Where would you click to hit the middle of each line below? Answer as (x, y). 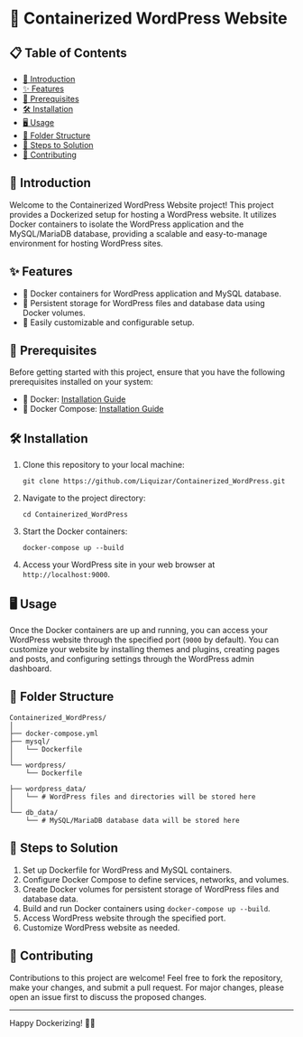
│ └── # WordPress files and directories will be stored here (133, 797)
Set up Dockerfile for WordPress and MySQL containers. (127, 870)
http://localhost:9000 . (66, 575)
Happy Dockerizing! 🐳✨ (53, 1023)
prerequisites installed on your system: (81, 382)
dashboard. (31, 668)
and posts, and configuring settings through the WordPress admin (132, 659)
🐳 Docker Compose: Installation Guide (93, 409)
